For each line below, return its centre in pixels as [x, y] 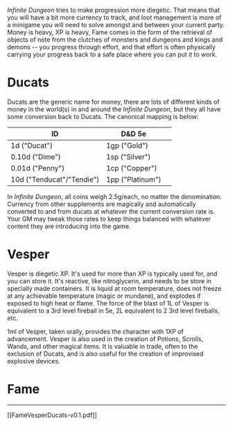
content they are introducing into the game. [69, 226]
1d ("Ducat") [32, 145]
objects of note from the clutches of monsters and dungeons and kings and [115, 40]
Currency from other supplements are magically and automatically [102, 204]
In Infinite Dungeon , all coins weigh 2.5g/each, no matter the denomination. [114, 196]
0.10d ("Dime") [36, 157]
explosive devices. [34, 361]
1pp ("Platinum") [134, 179]
